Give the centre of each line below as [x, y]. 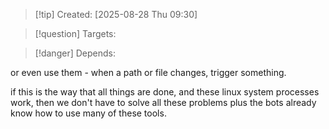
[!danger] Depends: [75, 53]
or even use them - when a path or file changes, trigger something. [148, 72]
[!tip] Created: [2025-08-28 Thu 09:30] [116, 14]
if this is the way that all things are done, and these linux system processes [165, 92]
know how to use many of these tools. [88, 113]
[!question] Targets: [75, 33]
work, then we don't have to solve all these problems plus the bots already [163, 102]
